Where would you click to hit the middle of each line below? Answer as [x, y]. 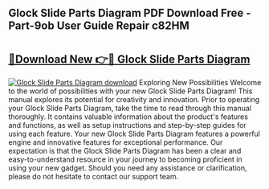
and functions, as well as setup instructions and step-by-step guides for [127, 125]
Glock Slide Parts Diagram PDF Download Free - [130, 13]
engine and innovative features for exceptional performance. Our [116, 142]
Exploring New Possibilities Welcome [200, 82]
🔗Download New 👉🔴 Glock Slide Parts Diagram [129, 59]
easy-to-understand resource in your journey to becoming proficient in [125, 159]
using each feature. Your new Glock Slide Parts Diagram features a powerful [134, 134]
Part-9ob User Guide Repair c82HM [99, 26]
